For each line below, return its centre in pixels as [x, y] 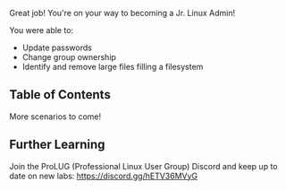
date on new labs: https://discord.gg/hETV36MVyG [104, 176]
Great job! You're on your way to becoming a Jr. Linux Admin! [122, 13]
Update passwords [57, 47]
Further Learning [57, 145]
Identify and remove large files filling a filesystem [113, 67]
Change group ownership [69, 57]
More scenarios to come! [55, 117]
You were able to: [42, 30]
